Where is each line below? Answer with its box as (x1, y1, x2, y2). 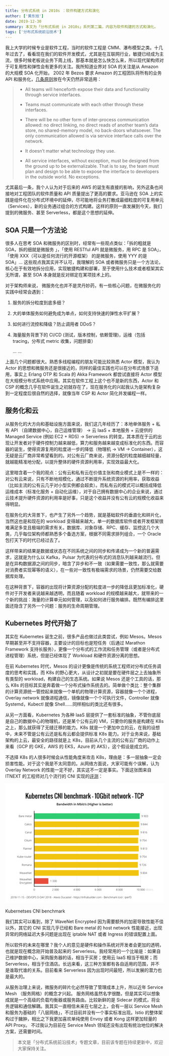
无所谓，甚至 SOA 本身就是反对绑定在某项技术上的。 (5, 271, 114, 278)
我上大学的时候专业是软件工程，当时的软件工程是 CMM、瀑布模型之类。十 (5, 44, 159, 51)
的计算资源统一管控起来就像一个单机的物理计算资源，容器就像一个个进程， (5, 688, 159, 695)
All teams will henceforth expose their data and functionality (25, 86, 150, 93)
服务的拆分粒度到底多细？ (12, 299, 66, 305)
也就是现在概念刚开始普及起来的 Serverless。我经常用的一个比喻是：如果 (5, 948, 157, 954)
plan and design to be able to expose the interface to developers (25, 168, 159, 174)
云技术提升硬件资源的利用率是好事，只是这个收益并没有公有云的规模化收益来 (5, 494, 164, 500)
